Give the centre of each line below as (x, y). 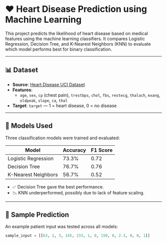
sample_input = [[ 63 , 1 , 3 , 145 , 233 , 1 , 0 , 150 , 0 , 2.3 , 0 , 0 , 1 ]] (78, 236)
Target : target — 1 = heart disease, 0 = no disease (64, 106)
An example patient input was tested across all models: (62, 227)
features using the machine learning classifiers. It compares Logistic (75, 39)
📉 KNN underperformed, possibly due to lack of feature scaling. (78, 192)
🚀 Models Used (29, 126)
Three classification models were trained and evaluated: (63, 138)
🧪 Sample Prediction (37, 214)
